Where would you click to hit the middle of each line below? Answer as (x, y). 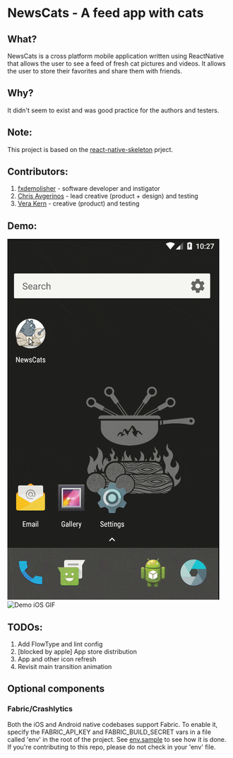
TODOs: (25, 627)
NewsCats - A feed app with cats (106, 13)
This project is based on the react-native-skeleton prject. (90, 149)
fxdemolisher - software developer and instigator (89, 189)
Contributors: (38, 172)
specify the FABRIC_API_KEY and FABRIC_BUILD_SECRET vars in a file (109, 732)
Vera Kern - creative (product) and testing (78, 203)
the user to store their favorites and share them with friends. (95, 71)
